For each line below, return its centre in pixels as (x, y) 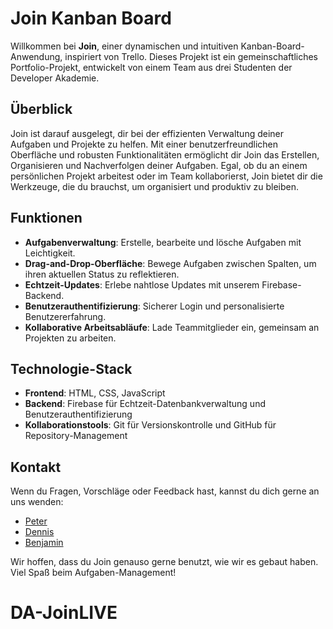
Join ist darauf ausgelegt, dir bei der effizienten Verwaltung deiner (147, 133)
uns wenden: (37, 502)
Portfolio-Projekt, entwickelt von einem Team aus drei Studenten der (151, 67)
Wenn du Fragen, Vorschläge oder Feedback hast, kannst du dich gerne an (165, 491)
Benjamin (44, 543)
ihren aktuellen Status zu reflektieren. (102, 274)
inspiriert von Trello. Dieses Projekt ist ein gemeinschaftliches (191, 56)
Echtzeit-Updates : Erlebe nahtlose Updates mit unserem (142, 284)
